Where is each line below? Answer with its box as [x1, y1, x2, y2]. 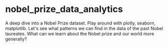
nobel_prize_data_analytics [5, 3, 123, 15]
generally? [5, 36, 27, 42]
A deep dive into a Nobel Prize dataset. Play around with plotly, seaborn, [5, 20, 156, 26]
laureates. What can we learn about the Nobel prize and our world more [5, 30, 154, 36]
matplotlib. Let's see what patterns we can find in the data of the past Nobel [5, 25, 163, 31]
